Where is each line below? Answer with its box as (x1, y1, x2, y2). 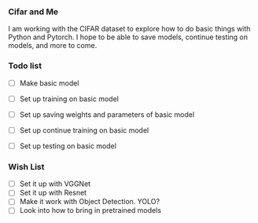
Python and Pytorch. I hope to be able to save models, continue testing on (8, 32, 249, 42)
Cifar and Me (8, 6, 59, 17)
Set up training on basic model (19, 93, 120, 104)
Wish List (8, 161, 45, 172)
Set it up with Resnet (19, 188, 87, 198)
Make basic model (19, 78, 79, 88)
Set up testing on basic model (19, 141, 116, 151)
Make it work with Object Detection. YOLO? (19, 197, 160, 207)
